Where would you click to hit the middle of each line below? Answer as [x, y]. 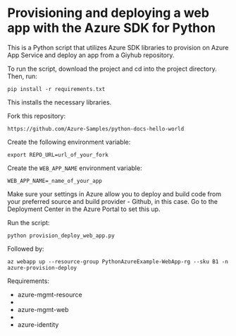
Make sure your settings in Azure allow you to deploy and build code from [114, 194]
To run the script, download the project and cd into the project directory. [112, 68]
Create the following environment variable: [69, 142]
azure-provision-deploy [42, 268]
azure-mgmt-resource [50, 294]
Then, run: [22, 76]
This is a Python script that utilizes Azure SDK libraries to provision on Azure [118, 47]
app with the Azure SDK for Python [112, 28]
